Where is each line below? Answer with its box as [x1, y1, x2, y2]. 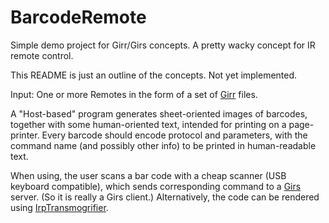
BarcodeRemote [10, 6, 147, 29]
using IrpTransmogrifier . [10, 201, 109, 213]
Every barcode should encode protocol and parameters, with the [41, 129, 308, 141]
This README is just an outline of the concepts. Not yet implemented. [10, 69, 298, 81]
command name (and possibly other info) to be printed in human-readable [10, 139, 317, 151]
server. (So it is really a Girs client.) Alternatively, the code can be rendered [10, 191, 320, 203]
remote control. [10, 49, 74, 61]
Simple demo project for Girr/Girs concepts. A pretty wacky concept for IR [10, 39, 316, 51]
